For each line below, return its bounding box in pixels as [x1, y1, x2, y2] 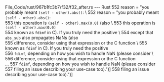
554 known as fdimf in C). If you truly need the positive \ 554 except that [5, 30, 154, 35]
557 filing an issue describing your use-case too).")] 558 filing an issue [5, 66, 149, 72]
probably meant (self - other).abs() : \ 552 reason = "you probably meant [5, 9, 159, 15]
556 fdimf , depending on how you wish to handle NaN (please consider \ [5, 50, 154, 56]
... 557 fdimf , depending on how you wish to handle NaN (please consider [5, 61, 156, 67]
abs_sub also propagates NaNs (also [5, 35, 79, 41]
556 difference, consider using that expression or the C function [5, 56, 136, 61]
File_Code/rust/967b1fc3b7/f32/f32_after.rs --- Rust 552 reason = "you [5, 4, 150, 10]
